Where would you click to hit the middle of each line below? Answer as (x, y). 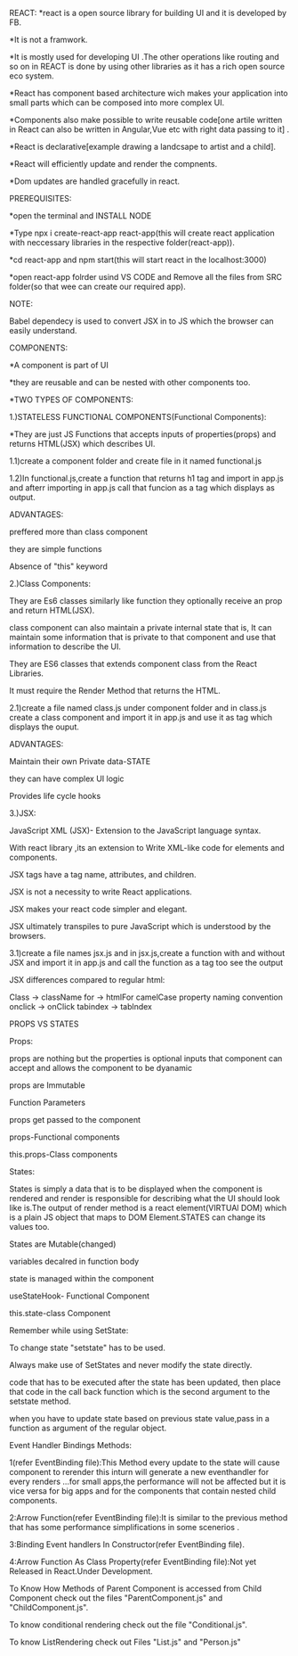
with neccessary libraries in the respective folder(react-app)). (122, 243)
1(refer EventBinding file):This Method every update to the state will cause (145, 1462)
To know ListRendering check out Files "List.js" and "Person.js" (125, 1642)
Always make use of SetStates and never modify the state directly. (131, 1365)
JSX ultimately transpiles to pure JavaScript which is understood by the (140, 926)
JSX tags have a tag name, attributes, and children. (103, 874)
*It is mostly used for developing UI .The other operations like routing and (144, 57)
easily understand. (43, 330)
